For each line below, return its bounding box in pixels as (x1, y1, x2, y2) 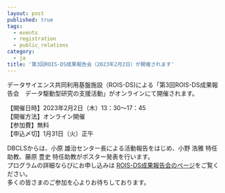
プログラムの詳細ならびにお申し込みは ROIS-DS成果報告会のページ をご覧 (7, 161, 213, 169)
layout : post (7, 10, 44, 17)
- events (13, 29, 38, 36)
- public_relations (13, 42, 69, 49)
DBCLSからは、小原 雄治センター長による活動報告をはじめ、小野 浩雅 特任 (7, 144, 217, 152)
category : (7, 49, 36, 55)
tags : (7, 23, 23, 29)
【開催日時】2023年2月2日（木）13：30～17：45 (7, 103, 146, 112)
